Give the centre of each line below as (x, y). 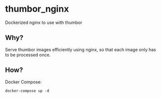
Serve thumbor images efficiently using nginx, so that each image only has (80, 49)
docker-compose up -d (27, 91)
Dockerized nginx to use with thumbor (44, 22)
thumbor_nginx (37, 9)
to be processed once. (28, 55)
